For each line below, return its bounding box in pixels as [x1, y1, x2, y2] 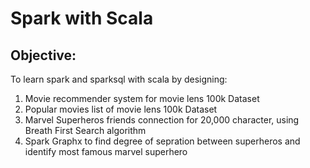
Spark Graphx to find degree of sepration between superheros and [24, 135, 301, 147]
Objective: [10, 47, 77, 64]
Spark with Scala [10, 7, 154, 30]
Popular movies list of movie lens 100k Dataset [24, 103, 218, 115]
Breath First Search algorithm [24, 125, 147, 136]
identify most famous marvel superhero [24, 146, 188, 157]
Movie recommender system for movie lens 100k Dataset [24, 93, 260, 104]
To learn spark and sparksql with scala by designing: [10, 73, 228, 85]
